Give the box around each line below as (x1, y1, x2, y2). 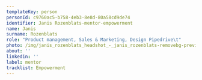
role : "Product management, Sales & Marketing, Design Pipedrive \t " (6, 37, 182, 43)
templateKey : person (6, 8, 58, 15)
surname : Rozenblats (6, 31, 58, 37)
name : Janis (6, 25, 36, 32)
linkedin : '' (6, 54, 39, 60)
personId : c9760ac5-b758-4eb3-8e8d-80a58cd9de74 (6, 14, 130, 20)
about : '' (6, 48, 31, 54)
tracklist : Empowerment (6, 64, 66, 71)
